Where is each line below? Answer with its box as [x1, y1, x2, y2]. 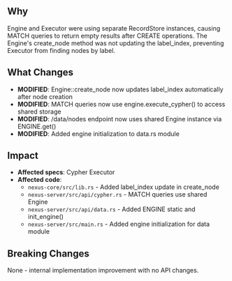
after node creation [17, 92, 73, 100]
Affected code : [17, 176, 62, 184]
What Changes [7, 66, 74, 79]
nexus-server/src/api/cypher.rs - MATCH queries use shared [27, 190, 208, 199]
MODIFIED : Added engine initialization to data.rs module [17, 129, 180, 138]
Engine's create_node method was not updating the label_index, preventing [7, 38, 224, 47]
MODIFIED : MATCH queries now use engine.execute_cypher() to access [17, 100, 226, 108]
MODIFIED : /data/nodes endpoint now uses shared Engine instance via [17, 114, 222, 123]
